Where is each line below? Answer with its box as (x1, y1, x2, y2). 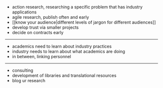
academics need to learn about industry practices (12, 43, 112, 49)
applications (12, 9, 37, 15)
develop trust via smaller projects (12, 25, 79, 30)
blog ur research (12, 78, 46, 83)
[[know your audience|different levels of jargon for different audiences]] (12, 19, 156, 25)
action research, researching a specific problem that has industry (12, 4, 143, 10)
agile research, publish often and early (12, 14, 89, 20)
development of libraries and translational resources (12, 73, 116, 78)
